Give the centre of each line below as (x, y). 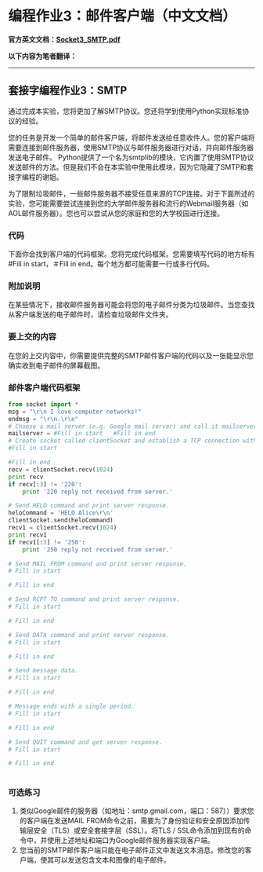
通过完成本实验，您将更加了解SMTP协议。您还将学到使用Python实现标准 (125, 111)
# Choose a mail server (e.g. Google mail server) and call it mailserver (133, 426)
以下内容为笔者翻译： (42, 56)
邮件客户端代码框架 (44, 387)
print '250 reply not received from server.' (98, 550)
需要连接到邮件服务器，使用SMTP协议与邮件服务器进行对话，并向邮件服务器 (131, 147)
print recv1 (27, 535)
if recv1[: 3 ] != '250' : (47, 542)
